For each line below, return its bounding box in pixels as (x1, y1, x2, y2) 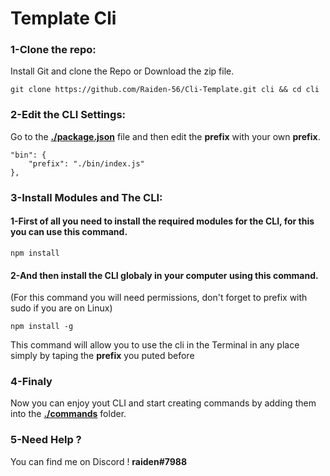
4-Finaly (10, 375, 53, 389)
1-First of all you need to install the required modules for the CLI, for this (10, 215, 315, 227)
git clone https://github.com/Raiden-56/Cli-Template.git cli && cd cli (10, 85, 320, 95)
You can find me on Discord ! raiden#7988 (10, 455, 188, 467)
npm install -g (10, 322, 74, 332)
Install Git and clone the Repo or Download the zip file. (10, 65, 235, 77)
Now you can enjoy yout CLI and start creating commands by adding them (10, 397, 317, 409)
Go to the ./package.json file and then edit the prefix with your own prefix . (10, 130, 321, 142)
